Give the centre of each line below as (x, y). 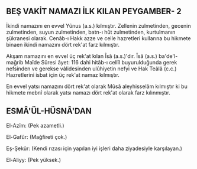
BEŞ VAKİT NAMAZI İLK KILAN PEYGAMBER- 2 (94, 12)
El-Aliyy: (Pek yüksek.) (33, 160)
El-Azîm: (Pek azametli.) (35, 125)
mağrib (15, 62)
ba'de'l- (168, 56)
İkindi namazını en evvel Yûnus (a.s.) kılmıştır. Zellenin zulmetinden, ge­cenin (98, 25)
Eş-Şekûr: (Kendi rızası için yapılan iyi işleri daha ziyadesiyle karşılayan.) (94, 148)
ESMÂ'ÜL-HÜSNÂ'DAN (49, 111)
